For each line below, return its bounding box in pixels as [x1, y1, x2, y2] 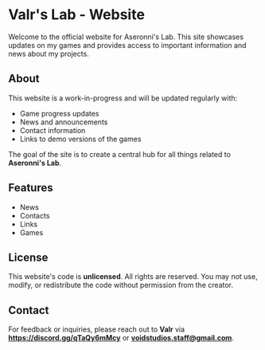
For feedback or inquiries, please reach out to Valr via [8, 324, 185, 334]
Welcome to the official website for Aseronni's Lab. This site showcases [8, 32, 244, 41]
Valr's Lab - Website [8, 6, 146, 24]
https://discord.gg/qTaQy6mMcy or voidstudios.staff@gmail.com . [8, 333, 235, 343]
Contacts [19, 210, 50, 220]
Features [8, 181, 53, 195]
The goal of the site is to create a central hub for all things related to [8, 149, 231, 159]
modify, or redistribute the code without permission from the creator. [8, 281, 233, 290]
